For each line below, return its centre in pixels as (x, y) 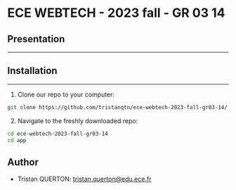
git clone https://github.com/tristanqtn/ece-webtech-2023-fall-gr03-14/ (118, 107)
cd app (17, 140)
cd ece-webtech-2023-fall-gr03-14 (58, 134)
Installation (32, 71)
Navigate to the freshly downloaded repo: (78, 120)
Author (23, 162)
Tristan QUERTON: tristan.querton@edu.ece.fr (84, 179)
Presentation (36, 39)
